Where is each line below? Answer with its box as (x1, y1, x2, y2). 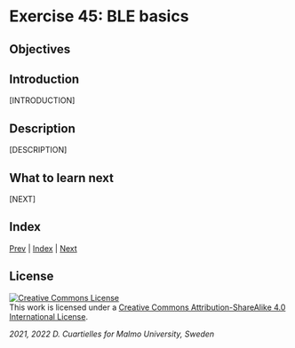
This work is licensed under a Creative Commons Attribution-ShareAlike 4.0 (9, 302, 286, 312)
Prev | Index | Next (9, 242, 77, 254)
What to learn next (9, 170, 114, 186)
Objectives (9, 42, 71, 57)
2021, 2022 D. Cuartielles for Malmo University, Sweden (9, 328, 215, 339)
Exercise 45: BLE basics (9, 6, 189, 27)
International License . (9, 311, 89, 321)
